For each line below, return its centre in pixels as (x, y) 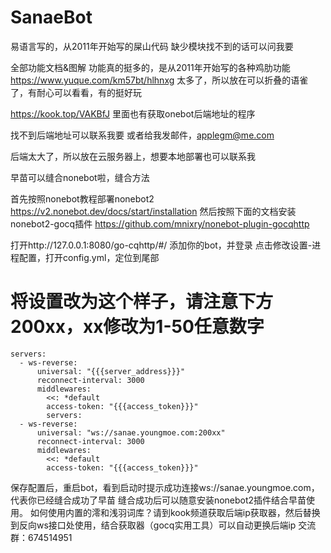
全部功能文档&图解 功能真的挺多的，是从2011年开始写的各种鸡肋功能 (150, 67)
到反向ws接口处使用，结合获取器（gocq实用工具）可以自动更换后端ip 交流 (163, 525)
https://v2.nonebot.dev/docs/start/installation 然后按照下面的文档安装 (153, 211)
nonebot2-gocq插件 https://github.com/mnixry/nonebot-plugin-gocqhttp (160, 223)
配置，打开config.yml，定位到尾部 (89, 257)
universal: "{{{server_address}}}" (111, 371)
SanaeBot (51, 17)
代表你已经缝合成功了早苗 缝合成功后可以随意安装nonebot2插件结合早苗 (158, 500)
